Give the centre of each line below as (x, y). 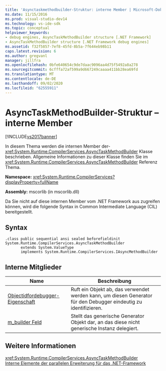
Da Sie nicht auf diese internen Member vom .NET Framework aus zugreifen (83, 202)
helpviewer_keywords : (27, 33)
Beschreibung (115, 281)
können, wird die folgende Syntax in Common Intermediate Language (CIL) (81, 207)
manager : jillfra (23, 60)
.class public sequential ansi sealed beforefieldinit (63, 239)
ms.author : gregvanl (26, 56)
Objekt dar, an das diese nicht (105, 322)
